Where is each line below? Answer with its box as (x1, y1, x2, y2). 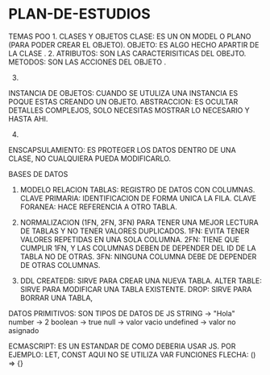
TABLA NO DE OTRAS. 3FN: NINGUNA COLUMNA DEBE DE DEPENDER (19, 251, 257, 262)
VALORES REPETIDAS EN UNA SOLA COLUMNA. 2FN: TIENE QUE (19, 234, 240, 244)
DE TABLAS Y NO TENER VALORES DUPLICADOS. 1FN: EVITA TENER (19, 226, 250, 236)
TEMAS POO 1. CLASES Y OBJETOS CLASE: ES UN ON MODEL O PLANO (8, 31, 251, 41)
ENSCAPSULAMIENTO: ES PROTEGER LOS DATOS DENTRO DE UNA (8, 145, 236, 155)
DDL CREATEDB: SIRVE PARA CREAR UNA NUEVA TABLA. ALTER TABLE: (19, 275, 262, 286)
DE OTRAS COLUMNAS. (19, 260, 101, 270)
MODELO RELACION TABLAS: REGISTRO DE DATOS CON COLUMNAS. (19, 184, 255, 194)
